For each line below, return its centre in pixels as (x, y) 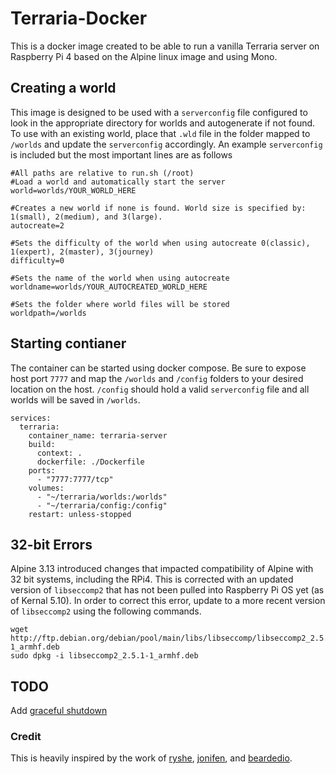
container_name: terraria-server (98, 435)
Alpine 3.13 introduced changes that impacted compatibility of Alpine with (162, 569)
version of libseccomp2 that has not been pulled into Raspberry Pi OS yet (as (167, 590)
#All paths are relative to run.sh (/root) (102, 173)
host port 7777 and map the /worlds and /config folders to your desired (157, 378)
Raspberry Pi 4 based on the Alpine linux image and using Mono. (144, 56)
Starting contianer (68, 343)
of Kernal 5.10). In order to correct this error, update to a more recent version (168, 601)
